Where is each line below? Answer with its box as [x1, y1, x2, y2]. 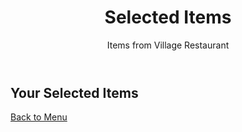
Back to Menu [10, 111, 68, 123]
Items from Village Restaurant [106, 39, 230, 51]
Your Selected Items [10, 84, 139, 101]
